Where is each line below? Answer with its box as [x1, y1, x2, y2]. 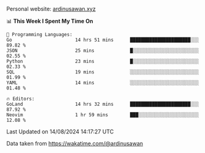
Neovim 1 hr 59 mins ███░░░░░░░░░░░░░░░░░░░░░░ [6, 112, 199, 118]
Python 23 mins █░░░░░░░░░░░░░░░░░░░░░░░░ [6, 58, 199, 64]
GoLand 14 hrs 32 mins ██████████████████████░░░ [6, 101, 199, 107]
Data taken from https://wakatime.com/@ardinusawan [6, 140, 143, 147]
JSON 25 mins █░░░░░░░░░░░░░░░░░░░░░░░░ [6, 48, 199, 54]
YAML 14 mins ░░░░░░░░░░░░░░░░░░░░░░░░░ [6, 80, 199, 86]
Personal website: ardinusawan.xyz [6, 6, 96, 12]
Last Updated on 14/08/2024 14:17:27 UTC [6, 128, 114, 135]
